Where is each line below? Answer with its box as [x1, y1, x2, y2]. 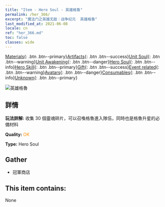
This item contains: [5, 184, 66, 193]
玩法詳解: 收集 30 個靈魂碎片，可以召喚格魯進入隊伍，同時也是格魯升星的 [5, 115, 156, 121]
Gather [5, 155, 27, 164]
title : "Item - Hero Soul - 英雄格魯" [5, 7, 83, 12]
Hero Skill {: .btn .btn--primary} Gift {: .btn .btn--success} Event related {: [14, 64, 160, 70]
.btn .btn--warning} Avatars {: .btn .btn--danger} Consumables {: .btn [5, 69, 143, 75]
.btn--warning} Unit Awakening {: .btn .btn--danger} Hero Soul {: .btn [5, 58, 143, 65]
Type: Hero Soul [5, 141, 39, 147]
